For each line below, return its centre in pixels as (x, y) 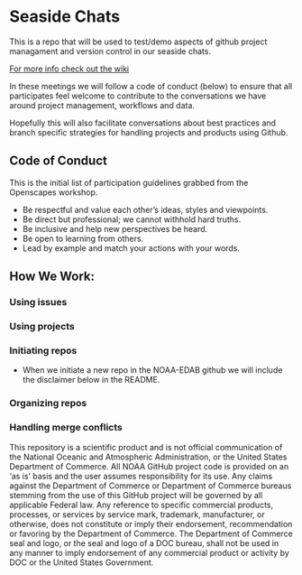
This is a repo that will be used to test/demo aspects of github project (138, 42)
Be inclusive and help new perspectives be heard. (115, 228)
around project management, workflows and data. (102, 105)
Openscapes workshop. (54, 192)
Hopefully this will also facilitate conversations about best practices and (143, 123)
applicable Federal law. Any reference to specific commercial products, (142, 505)
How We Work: (52, 277)
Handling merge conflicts (66, 428)
